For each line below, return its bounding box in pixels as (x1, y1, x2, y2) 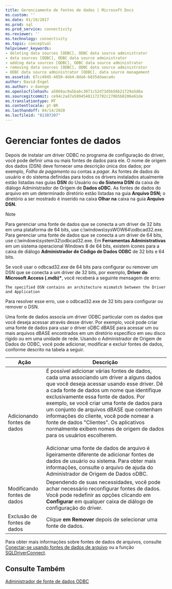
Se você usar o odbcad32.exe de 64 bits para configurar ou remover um (5, 263, 158, 270)
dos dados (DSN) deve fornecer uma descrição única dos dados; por (5, 163, 151, 169)
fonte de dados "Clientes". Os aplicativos (46, 419, 145, 426)
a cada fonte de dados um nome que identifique (46, 386, 161, 394)
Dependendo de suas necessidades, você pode (46, 478, 161, 486)
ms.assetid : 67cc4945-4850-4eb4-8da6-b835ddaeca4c (5, 75, 116, 80)
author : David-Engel (5, 79, 50, 84)
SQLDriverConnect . (5, 549, 47, 556)
